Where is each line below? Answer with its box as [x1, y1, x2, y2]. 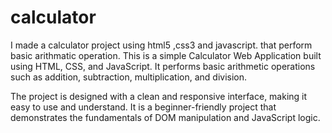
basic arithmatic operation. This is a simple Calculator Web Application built [10, 49, 322, 61]
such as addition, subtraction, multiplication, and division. [10, 71, 248, 83]
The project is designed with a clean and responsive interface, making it [10, 90, 308, 102]
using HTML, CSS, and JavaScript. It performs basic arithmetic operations [10, 60, 316, 72]
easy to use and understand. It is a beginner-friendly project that [10, 101, 277, 113]
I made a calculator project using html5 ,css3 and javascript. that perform [10, 39, 313, 51]
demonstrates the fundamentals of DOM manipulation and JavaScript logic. [10, 111, 321, 123]
